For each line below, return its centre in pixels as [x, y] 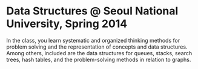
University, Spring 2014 [67, 24]
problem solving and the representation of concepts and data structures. [97, 47]
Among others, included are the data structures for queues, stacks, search [99, 53]
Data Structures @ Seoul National [92, 11]
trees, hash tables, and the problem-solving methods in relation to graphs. [99, 59]
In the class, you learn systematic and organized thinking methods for [93, 40]
